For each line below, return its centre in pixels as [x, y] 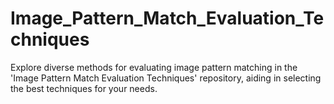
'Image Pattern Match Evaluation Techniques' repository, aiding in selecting [166, 78]
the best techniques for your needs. [84, 88]
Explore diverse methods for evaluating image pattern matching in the [154, 67]
